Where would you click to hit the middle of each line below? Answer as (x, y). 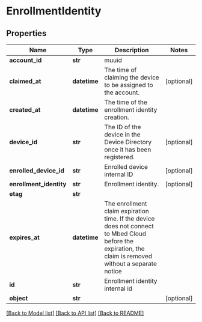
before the (119, 241)
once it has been (128, 150)
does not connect (129, 226)
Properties (26, 33)
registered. (120, 157)
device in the (122, 135)
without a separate (131, 264)
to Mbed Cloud (125, 234)
